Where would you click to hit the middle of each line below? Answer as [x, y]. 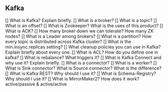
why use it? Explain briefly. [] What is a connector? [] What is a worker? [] [81, 62]
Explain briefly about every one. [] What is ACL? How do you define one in [82, 52]
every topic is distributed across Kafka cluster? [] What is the [68, 41]
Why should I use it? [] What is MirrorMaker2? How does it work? [72, 78]
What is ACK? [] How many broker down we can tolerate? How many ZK [79, 31]
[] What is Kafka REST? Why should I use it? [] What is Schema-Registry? [81, 73]
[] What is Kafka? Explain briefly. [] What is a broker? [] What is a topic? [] [81, 20]
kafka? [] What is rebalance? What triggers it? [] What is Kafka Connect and [83, 57]
